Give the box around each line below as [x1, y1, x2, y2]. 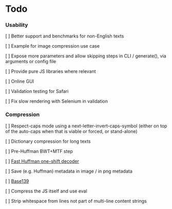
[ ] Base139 [5, 178, 29, 184]
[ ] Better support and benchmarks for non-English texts [5, 33, 124, 39]
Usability [5, 22, 28, 29]
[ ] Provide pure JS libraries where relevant [5, 68, 96, 74]
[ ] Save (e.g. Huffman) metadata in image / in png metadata [5, 168, 132, 174]
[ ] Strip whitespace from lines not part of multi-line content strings [5, 198, 147, 204]
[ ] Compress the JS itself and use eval [5, 188, 87, 194]
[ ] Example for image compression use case [5, 43, 100, 49]
